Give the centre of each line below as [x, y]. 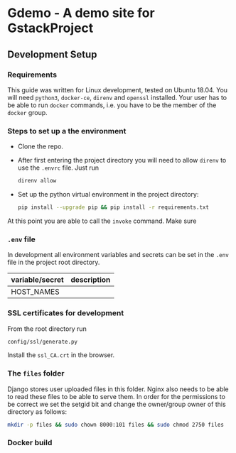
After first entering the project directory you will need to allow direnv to [122, 160]
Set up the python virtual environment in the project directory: [108, 195]
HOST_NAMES [35, 292]
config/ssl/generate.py [43, 342]
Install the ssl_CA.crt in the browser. [61, 355]
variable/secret [37, 280]
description [91, 280]
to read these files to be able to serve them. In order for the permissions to [117, 396]
